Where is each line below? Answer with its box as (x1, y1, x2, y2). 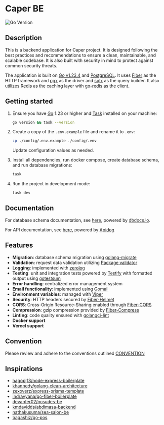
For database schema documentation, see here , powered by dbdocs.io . (5, 217, 151, 223)
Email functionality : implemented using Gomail (12, 286, 109, 292)
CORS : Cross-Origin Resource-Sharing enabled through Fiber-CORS (12, 302, 152, 308)
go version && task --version (12, 120, 75, 125)
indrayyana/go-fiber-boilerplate (12, 393, 77, 399)
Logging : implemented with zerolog (12, 265, 85, 270)
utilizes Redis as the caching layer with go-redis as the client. (5, 83, 130, 89)
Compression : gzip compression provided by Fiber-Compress (12, 307, 139, 313)
